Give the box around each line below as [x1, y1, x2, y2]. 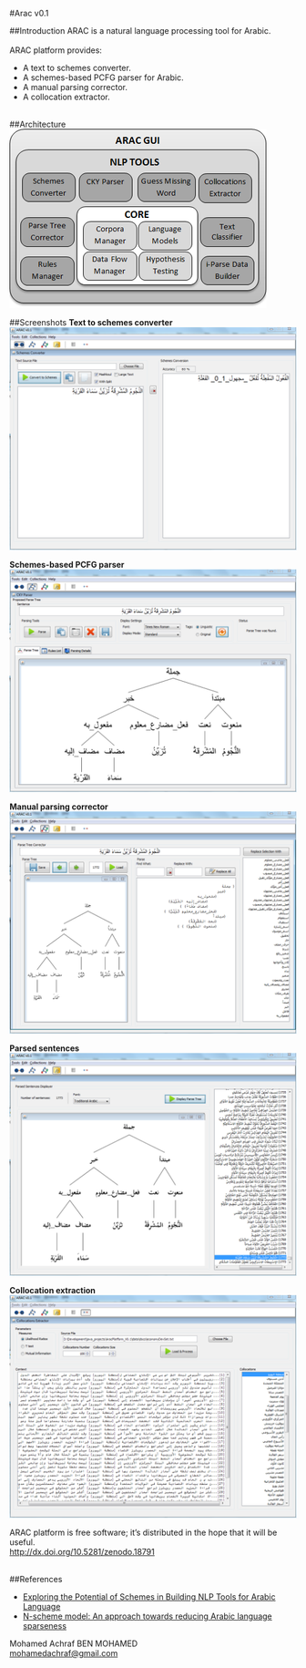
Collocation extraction [9, 1285, 96, 1296]
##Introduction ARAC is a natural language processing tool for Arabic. [9, 26, 271, 36]
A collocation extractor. [22, 91, 111, 102]
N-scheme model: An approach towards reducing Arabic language [22, 1611, 273, 1622]
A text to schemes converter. [22, 63, 132, 73]
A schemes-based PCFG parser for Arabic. [22, 72, 184, 83]
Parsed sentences [9, 1043, 80, 1054]
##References [9, 1573, 63, 1584]
